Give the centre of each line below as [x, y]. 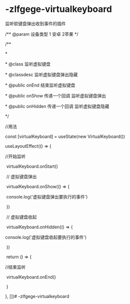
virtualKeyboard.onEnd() [31, 277]
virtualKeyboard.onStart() [32, 166]
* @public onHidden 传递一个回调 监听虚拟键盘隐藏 [57, 106]
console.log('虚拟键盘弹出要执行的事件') [47, 197]
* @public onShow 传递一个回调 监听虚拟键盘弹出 [56, 96]
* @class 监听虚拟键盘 [28, 64]
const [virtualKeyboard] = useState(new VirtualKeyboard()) [65, 136]
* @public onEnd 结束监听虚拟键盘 [40, 85]
